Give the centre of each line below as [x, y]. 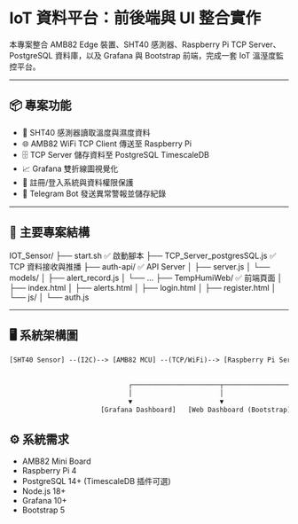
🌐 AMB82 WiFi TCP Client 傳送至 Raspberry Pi [107, 144]
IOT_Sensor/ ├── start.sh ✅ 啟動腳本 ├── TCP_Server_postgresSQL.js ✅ [143, 255]
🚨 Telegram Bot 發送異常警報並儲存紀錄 [94, 193]
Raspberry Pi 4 [49, 471]
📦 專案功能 [41, 106]
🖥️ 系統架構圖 [43, 335]
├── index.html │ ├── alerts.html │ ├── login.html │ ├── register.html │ [143, 287]
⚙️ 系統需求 [39, 439]
